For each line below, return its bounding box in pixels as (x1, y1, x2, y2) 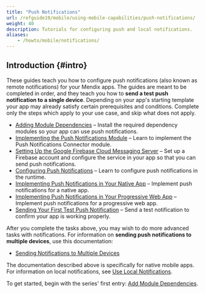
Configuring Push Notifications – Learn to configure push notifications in (15, 166, 198, 174)
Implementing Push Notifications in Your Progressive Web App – (15, 193, 177, 200)
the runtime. (15, 173, 47, 181)
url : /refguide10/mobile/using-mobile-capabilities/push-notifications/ (6, 15, 196, 21)
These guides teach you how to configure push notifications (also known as (6, 76, 198, 84)
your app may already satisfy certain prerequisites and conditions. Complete (6, 103, 199, 110)
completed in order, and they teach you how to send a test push (6, 90, 169, 97)
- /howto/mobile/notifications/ (17, 37, 100, 44)
